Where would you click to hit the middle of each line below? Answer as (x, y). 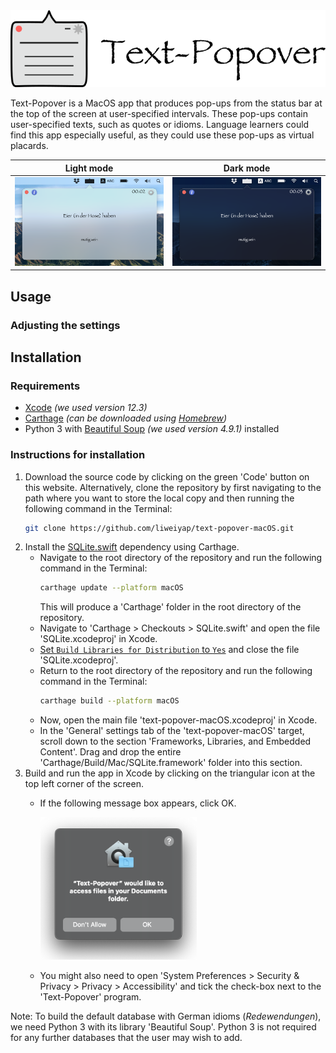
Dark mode (247, 168)
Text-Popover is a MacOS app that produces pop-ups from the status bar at (166, 103)
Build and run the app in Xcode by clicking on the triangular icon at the (170, 773)
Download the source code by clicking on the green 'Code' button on (167, 476)
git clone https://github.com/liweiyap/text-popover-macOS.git (159, 528)
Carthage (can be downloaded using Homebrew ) (126, 418)
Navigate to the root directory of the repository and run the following (181, 558)
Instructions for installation (78, 455)
